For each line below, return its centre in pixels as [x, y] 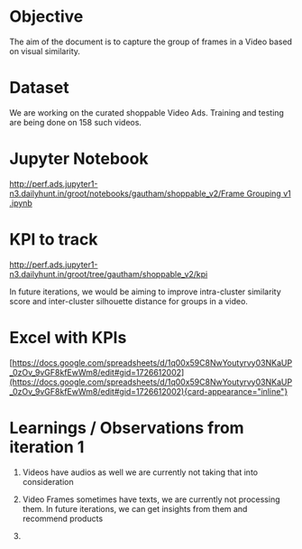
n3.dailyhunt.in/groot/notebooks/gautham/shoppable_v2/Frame [127, 193]
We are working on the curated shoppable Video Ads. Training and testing [146, 112]
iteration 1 [47, 447]
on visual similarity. [45, 51]
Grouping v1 [269, 193]
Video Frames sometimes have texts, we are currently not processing [151, 499]
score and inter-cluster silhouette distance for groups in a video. [128, 301]
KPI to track [54, 239]
